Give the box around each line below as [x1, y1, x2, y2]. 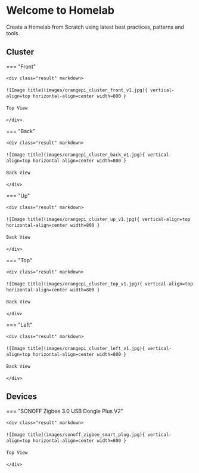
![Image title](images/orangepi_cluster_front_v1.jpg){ [6, 87, 148, 93]
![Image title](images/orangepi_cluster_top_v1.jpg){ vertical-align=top [6, 281, 194, 287]
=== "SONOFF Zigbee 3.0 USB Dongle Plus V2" [6, 407, 124, 414]
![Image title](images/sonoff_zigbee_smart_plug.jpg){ [6, 431, 145, 438]
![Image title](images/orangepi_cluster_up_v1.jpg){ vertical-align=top [6, 216, 191, 222]
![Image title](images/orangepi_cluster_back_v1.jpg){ [6, 152, 145, 158]
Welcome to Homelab [6, 4, 115, 17]
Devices [6, 392, 38, 402]
